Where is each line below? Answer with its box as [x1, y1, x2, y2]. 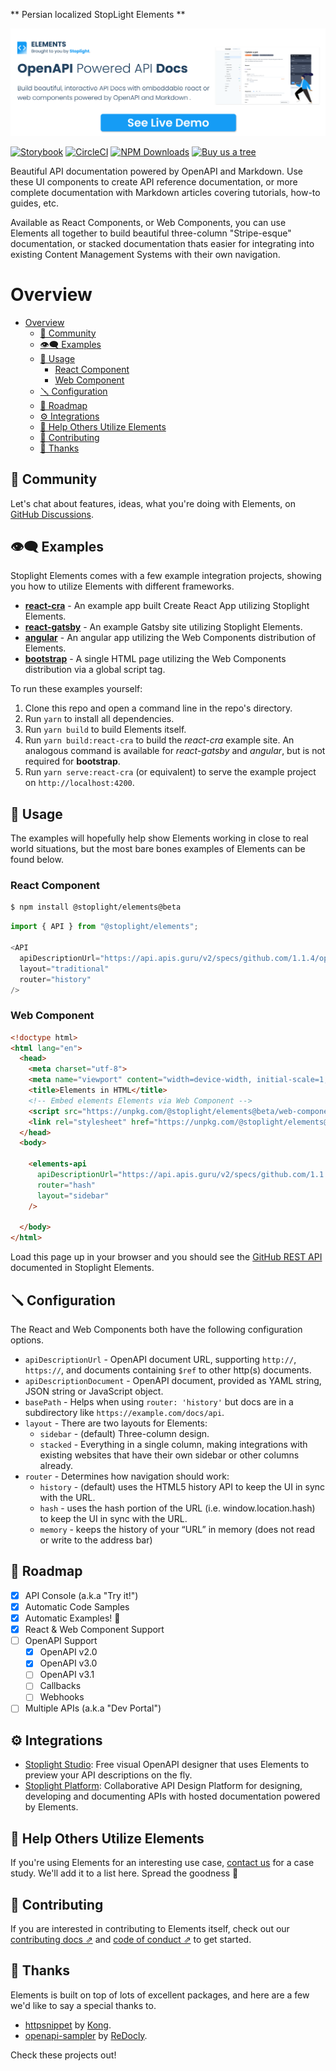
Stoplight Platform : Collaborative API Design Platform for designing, [24, 1780, 303, 1792]
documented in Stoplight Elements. [10, 1262, 155, 1274]
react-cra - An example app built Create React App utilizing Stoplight [24, 600, 310, 612]
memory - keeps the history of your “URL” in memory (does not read [39, 1524, 315, 1536]
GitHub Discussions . [10, 508, 95, 520]
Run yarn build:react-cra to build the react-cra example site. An [24, 734, 295, 746]
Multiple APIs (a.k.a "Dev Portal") [24, 1702, 162, 1714]
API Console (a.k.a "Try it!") [24, 1589, 139, 1601]
